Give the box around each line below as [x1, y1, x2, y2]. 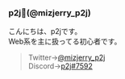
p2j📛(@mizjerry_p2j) [8, 7, 91, 19]
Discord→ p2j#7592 [27, 61, 93, 71]
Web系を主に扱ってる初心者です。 [8, 36, 122, 47]
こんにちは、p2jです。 [8, 27, 82, 36]
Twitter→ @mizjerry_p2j [27, 52, 106, 63]
